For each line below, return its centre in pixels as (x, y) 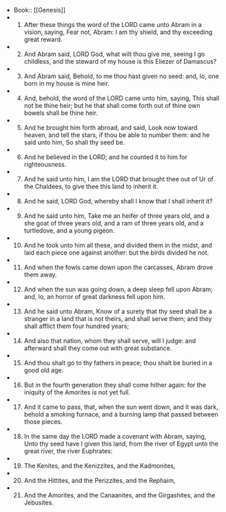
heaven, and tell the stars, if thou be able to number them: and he (117, 135)
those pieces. (43, 422)
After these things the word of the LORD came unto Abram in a (113, 25)
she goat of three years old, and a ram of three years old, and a (114, 223)
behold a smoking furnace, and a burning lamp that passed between (121, 414)
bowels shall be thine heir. (61, 113)
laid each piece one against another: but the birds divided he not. (116, 253)
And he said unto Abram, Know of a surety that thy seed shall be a (118, 311)
